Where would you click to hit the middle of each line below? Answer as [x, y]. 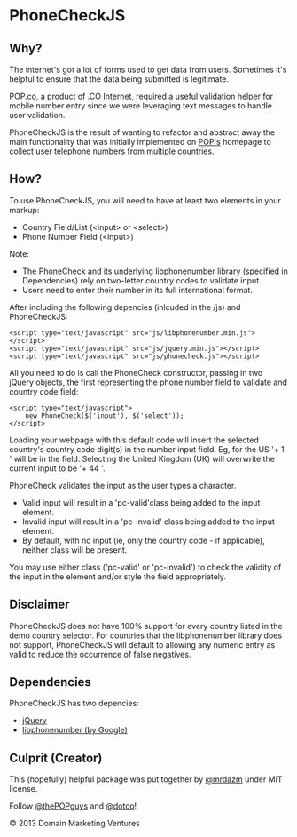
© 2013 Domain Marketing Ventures [74, 824]
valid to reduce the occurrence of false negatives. [100, 654]
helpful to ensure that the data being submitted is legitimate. [119, 79]
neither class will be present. [74, 550]
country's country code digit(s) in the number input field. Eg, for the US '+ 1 [147, 449]
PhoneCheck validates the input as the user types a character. [123, 485]
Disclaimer [39, 605]
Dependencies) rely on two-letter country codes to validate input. [141, 280]
